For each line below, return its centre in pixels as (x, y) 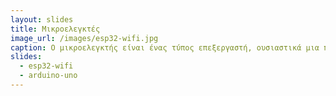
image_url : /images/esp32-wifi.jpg (84, 38)
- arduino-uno (48, 76)
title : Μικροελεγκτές (55, 29)
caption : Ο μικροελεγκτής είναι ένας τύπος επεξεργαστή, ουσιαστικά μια (165, 47)
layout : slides (42, 19)
